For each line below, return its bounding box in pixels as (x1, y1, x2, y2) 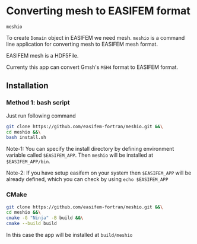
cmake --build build (6, 221, 58, 227)
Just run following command (6, 112, 76, 119)
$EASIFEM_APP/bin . (6, 158, 50, 165)
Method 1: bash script (6, 99, 70, 107)
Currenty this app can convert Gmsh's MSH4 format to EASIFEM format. (6, 64, 179, 71)
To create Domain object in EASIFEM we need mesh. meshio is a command (6, 34, 185, 41)
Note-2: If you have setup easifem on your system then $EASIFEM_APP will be (6, 169, 192, 176)
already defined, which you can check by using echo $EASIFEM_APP (6, 176, 169, 183)
